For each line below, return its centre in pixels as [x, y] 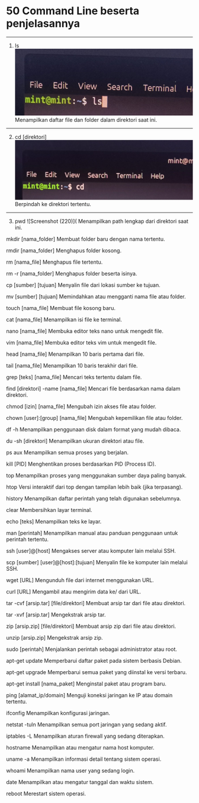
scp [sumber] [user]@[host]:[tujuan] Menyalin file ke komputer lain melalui [97, 562]
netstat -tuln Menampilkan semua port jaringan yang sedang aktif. [86, 724]
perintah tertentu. [28, 539]
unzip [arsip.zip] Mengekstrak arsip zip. [54, 637]
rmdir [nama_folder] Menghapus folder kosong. [64, 250]
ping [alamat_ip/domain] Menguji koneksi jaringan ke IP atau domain [89, 695]
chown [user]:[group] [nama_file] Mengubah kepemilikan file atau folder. [94, 418]
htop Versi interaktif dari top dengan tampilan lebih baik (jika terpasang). [94, 487]
